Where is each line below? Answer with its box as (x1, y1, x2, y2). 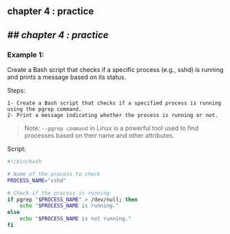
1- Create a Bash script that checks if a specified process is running (7, 100, 222, 107)
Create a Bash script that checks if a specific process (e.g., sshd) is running (7, 66, 224, 74)
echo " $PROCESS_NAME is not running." (19, 215, 132, 222)
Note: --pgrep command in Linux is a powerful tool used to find (24, 124, 199, 132)
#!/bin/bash (7, 159, 42, 165)
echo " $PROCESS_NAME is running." (19, 202, 119, 210)
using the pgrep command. (7, 106, 82, 113)
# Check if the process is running (7, 190, 110, 197)
